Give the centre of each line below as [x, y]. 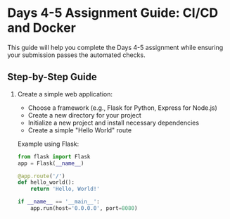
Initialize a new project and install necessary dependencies [113, 123]
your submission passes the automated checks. [76, 55]
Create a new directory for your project [85, 115]
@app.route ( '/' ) [41, 176]
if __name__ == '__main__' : [59, 202]
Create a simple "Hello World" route [80, 130]
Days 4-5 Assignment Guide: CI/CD [113, 13]
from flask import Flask [54, 156]
